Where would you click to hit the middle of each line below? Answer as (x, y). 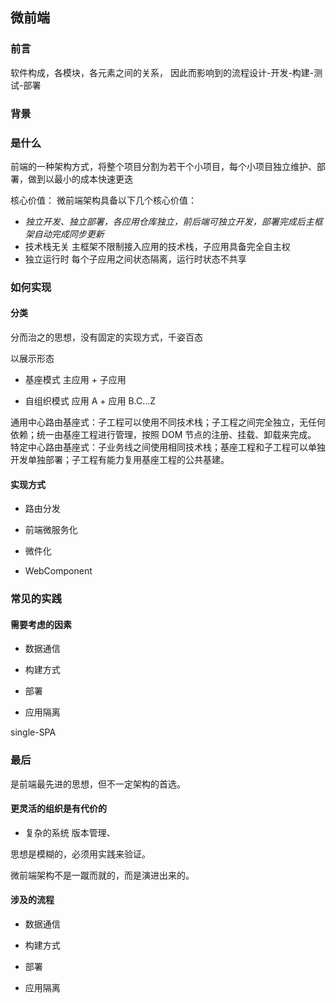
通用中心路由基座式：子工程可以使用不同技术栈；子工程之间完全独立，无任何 (168, 422)
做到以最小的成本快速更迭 (80, 179)
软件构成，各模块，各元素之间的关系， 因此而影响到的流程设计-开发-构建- (162, 72)
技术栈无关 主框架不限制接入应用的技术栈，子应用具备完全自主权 (157, 246)
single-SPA (33, 732)
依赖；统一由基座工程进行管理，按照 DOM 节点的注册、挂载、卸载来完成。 (163, 435)
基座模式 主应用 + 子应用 (75, 380)
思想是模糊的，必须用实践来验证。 (80, 854)
